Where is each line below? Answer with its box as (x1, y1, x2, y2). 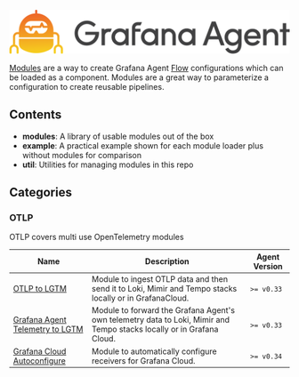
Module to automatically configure (92, 346, 217, 357)
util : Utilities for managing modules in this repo (21, 159, 194, 170)
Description (145, 256, 190, 267)
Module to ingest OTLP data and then (92, 274, 229, 285)
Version (253, 261, 283, 271)
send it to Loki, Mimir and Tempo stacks (92, 284, 238, 293)
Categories (9, 184, 73, 200)
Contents (9, 108, 62, 123)
